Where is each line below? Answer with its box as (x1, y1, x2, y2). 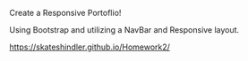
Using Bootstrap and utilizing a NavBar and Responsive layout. (9, 25, 240, 34)
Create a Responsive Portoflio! (9, 8, 122, 18)
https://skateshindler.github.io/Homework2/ (9, 42, 170, 52)
